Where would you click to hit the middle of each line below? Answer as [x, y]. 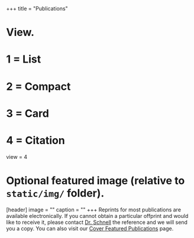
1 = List [24, 59]
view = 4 [17, 157]
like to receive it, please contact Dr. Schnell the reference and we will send [97, 222]
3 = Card [28, 113]
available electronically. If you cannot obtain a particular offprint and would [97, 216]
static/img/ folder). [55, 193]
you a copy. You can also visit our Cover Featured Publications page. [90, 228]
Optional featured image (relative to [96, 180]
